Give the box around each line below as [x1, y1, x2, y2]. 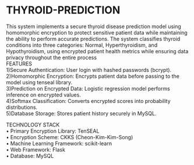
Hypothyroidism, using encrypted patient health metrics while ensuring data [6, 47, 189, 54]
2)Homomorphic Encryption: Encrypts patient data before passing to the [6, 73, 179, 80]
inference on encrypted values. [6, 91, 82, 98]
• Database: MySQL [6, 152, 54, 159]
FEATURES [6, 60, 33, 67]
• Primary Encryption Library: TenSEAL [6, 127, 100, 135]
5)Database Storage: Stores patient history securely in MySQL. [6, 109, 157, 117]
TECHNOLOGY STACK [6, 121, 60, 128]
